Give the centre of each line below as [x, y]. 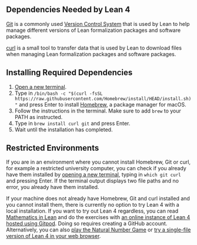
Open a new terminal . [41, 87]
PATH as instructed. [39, 117]
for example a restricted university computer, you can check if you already [96, 168]
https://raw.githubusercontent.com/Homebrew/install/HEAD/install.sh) [103, 99]
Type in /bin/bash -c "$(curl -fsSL [59, 93]
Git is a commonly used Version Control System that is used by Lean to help [98, 24]
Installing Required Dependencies [69, 73]
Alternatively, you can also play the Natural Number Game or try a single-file [98, 230]
